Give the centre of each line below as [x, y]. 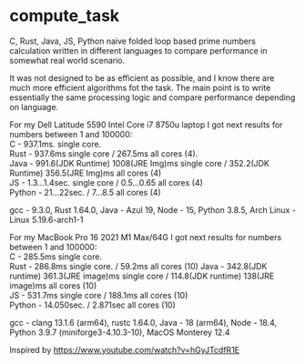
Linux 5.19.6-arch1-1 [46, 219]
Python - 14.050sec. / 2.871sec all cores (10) [92, 305]
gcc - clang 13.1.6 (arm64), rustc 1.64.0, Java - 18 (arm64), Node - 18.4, [143, 322]
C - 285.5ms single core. [56, 257]
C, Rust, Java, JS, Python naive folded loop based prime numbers [133, 41]
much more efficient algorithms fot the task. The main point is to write [140, 87]
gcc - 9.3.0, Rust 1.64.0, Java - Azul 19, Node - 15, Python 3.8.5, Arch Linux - [152, 209]
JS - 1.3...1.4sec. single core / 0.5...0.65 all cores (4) [106, 182]
